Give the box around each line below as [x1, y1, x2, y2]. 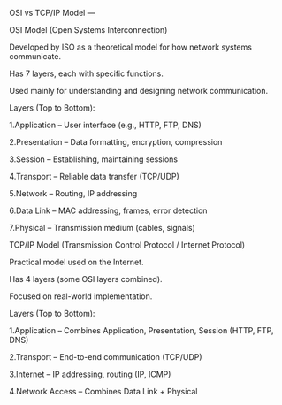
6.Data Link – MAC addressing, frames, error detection [9, 205, 208, 216]
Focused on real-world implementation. [9, 291, 153, 302]
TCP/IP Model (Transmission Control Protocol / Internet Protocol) [9, 240, 246, 250]
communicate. [9, 51, 62, 61]
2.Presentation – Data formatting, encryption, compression [9, 137, 223, 147]
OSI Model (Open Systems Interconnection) [9, 25, 168, 34]
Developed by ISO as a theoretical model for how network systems [9, 42, 252, 52]
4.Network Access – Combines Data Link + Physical [9, 386, 198, 396]
